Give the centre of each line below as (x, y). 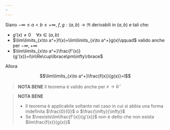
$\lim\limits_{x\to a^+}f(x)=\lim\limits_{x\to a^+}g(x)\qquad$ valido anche (89, 40)
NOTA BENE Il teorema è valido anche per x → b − (70, 86)
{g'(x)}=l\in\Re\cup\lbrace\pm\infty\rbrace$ (58, 56)
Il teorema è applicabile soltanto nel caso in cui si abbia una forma (94, 106)
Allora (11, 66)
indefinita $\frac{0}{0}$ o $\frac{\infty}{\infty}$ (75, 111)
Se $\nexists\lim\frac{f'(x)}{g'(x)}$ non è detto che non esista (90, 117)
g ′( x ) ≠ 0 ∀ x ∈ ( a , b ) (36, 35)
